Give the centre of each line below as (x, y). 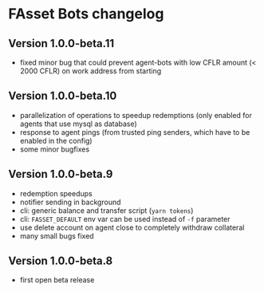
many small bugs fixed (57, 235)
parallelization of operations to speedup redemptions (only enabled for (136, 115)
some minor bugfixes (55, 149)
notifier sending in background (70, 202)
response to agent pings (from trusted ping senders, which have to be (135, 132)
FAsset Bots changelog (86, 14)
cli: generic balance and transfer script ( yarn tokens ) (106, 210)
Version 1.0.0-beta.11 (61, 43)
